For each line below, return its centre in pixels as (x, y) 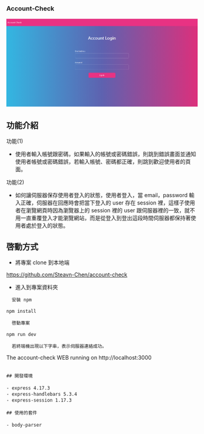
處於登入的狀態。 (47, 226)
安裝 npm (22, 299)
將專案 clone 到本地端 (42, 262)
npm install (21, 311)
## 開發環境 (20, 376)
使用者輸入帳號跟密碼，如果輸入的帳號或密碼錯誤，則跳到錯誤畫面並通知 (105, 154)
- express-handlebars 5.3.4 (42, 394)
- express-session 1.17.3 (39, 400)
